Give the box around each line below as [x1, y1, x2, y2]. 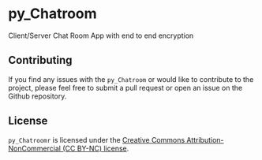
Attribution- [186, 135, 224, 144]
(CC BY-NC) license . [62, 143, 129, 153]
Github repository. [8, 91, 67, 101]
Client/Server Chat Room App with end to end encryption [8, 31, 194, 40]
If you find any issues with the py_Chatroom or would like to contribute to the [8, 74, 254, 84]
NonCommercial [8, 143, 62, 153]
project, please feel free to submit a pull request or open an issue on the [8, 83, 243, 92]
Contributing [8, 54, 73, 67]
